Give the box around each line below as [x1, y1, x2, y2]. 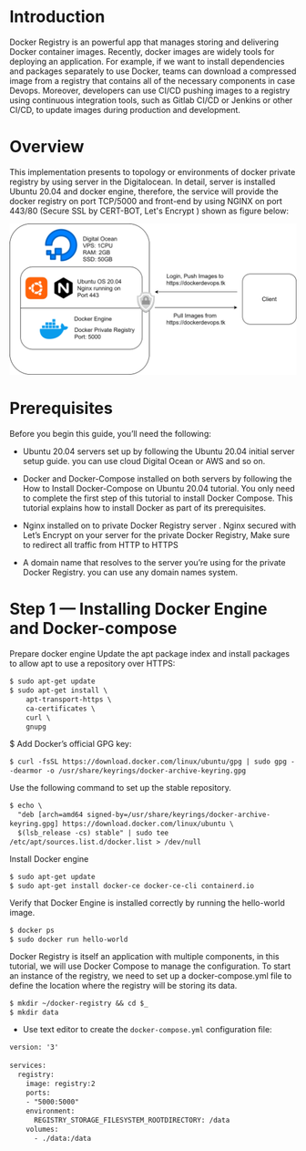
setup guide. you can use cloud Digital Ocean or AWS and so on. [22, 455, 266, 466]
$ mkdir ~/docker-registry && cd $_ [9, 999, 148, 1008]
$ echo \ [9, 801, 43, 810]
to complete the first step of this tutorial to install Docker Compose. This [22, 493, 293, 503]
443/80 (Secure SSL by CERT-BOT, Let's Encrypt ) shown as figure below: [9, 205, 290, 216]
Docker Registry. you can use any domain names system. [22, 566, 239, 577]
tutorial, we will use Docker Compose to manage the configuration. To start [9, 960, 291, 971]
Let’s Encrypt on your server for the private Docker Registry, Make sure [22, 529, 291, 540]
